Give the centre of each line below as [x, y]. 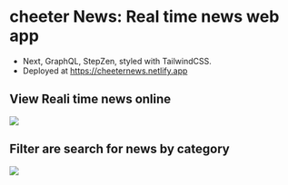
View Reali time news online [90, 99]
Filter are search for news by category [119, 149]
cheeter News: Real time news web [144, 17]
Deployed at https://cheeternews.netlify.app [105, 71]
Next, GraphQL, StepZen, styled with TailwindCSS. [117, 61]
